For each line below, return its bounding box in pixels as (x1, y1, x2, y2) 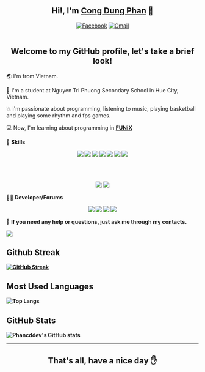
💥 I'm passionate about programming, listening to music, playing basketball (6, 105, 196, 112)
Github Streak (6, 247, 60, 258)
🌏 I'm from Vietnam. (6, 72, 59, 80)
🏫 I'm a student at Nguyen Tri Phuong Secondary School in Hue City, (6, 86, 179, 94)
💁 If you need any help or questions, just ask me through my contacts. (6, 218, 187, 225)
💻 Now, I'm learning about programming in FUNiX (6, 124, 132, 132)
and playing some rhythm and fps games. (6, 111, 111, 119)
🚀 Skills (6, 138, 26, 146)
